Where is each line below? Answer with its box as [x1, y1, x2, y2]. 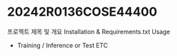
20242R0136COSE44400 [7, 4, 158, 20]
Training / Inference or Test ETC [17, 41, 108, 49]
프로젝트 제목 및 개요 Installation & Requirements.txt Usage [7, 27, 171, 36]
